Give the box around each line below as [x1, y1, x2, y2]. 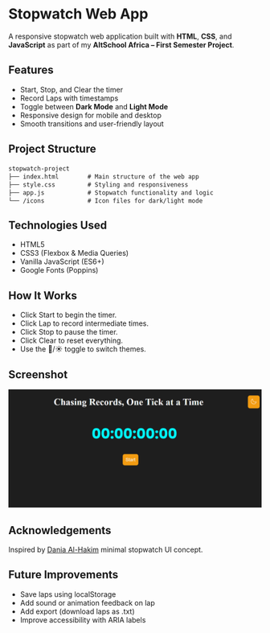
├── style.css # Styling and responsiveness [8, 180, 189, 189]
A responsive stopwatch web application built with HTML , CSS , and [8, 31, 232, 41]
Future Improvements [8, 568, 119, 582]
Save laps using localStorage [19, 589, 117, 599]
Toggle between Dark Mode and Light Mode [19, 101, 169, 111]
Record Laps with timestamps [19, 93, 119, 103]
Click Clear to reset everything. [19, 335, 123, 346]
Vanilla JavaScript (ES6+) [19, 257, 104, 266]
